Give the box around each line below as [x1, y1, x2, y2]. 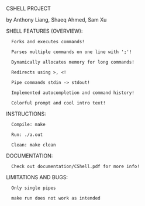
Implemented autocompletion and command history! [11, 90, 134, 96]
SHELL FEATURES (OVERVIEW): [6, 27, 83, 34]
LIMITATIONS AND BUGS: [6, 174, 68, 180]
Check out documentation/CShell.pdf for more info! [11, 163, 140, 169]
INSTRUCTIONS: [6, 110, 46, 117]
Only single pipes [11, 185, 57, 191]
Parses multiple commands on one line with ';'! [11, 49, 132, 55]
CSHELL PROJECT [6, 5, 51, 12]
